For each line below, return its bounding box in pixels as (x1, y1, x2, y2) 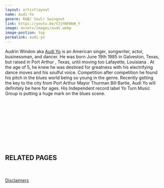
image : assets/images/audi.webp (5, 26, 71, 31)
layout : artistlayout (5, 7, 50, 12)
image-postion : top (5, 30, 45, 35)
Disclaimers (5, 177, 29, 183)
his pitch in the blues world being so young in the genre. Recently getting (5, 75, 154, 81)
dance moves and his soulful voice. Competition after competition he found (5, 69, 158, 75)
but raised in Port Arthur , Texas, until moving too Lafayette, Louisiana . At (5, 59, 155, 65)
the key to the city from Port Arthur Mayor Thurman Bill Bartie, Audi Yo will (5, 80, 156, 86)
